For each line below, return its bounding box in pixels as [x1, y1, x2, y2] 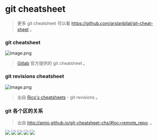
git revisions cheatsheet [5, 73, 64, 80]
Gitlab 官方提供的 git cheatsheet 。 [17, 60, 88, 66]
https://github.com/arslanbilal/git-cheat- [71, 20, 154, 26]
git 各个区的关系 [5, 108, 43, 114]
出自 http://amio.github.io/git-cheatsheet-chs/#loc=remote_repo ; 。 [17, 119, 155, 126]
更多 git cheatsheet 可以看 [17, 20, 70, 26]
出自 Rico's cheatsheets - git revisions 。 [17, 94, 100, 100]
